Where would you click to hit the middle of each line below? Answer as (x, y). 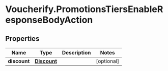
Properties (22, 39)
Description (76, 53)
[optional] (108, 61)
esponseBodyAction (49, 20)
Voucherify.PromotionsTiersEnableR (84, 9)
